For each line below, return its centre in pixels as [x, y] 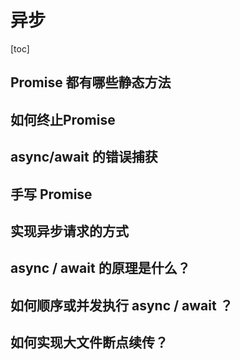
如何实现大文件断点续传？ [89, 342]
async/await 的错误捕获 [84, 157]
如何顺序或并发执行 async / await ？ [121, 305]
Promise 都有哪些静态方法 [91, 82]
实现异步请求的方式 [69, 231]
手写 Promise [51, 194]
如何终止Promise [63, 119]
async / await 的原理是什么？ [100, 268]
